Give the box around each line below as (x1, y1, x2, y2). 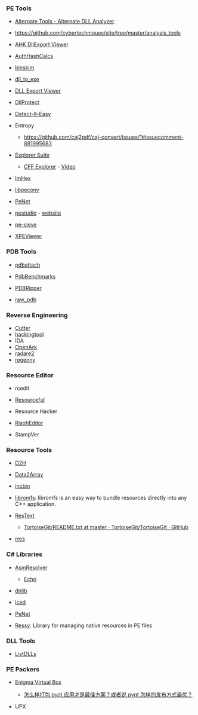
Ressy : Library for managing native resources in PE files (14, 622, 153, 629)
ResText (14, 512, 35, 520)
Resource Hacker (14, 408, 58, 415)
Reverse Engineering (6, 311, 68, 319)
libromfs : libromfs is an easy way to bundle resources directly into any (14, 494, 187, 502)
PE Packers (6, 665, 40, 673)
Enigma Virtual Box (14, 679, 61, 686)
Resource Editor (6, 371, 54, 379)
